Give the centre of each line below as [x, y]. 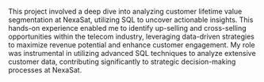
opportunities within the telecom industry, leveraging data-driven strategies [132, 36]
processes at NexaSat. [45, 70]
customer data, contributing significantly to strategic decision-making [122, 61]
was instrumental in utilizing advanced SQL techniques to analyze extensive [132, 53]
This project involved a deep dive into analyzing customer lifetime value [125, 11]
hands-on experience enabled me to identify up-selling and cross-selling [128, 28]
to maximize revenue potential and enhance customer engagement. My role [132, 45]
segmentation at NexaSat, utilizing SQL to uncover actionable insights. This [131, 20]
